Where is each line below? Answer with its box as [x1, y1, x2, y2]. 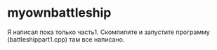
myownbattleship [7, 5, 112, 21]
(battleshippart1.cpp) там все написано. [7, 35, 125, 43]
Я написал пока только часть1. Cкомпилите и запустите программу [7, 28, 211, 36]
